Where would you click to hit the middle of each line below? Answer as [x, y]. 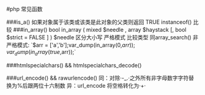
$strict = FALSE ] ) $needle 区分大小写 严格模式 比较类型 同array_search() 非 [102, 37]
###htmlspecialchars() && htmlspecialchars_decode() [74, 65]
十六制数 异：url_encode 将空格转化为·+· [95, 85]
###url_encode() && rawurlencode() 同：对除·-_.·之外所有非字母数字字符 [98, 78]
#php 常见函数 [24, 9]
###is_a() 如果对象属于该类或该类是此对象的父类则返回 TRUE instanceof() [99, 22]
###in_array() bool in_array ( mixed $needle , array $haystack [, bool [100, 30]
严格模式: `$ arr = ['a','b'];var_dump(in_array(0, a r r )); [71, 45]
